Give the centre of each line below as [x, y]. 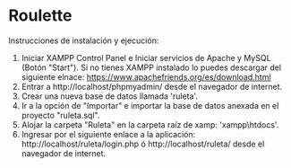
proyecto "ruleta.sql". [60, 115]
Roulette [40, 16]
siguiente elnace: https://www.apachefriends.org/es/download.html [146, 76]
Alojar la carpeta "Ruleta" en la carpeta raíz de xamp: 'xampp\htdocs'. [150, 124]
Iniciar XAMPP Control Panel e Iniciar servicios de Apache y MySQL [146, 57]
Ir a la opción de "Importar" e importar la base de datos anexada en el [150, 105]
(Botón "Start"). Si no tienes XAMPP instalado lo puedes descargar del [151, 67]
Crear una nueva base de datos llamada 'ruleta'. [110, 96]
